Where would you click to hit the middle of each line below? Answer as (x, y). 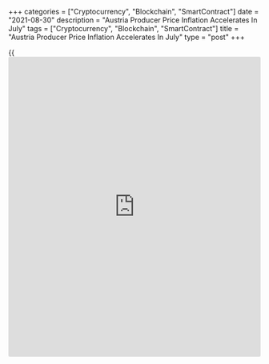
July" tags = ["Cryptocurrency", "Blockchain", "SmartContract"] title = (124, 28)
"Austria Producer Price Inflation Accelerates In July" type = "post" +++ (127, 37)
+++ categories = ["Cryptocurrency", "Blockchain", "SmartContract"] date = (134, 12)
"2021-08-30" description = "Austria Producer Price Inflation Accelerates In (133, 20)
